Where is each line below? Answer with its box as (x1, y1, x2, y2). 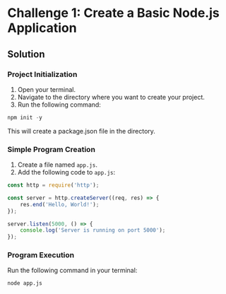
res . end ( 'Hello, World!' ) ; (20, 201, 100, 208)
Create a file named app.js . (17, 160, 97, 169)
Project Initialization (7, 69, 78, 79)
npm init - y (7, 114, 42, 121)
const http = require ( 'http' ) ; (7, 182, 100, 189)
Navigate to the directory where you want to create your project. (17, 93, 205, 101)
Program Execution (7, 250, 75, 260)
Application (7, 20, 77, 36)
